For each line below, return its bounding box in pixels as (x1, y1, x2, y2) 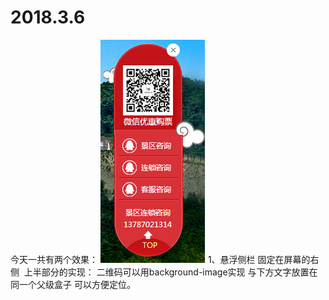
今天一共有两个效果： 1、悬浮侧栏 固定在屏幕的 (10, 253, 311, 265)
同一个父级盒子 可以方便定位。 (10, 278, 136, 290)
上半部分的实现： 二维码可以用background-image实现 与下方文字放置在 (23, 266, 318, 278)
